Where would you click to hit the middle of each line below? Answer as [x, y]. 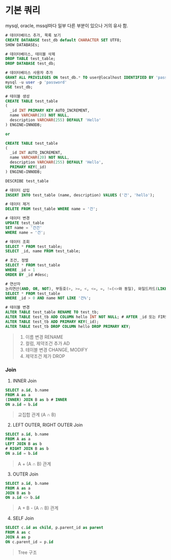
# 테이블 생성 [18, 96]
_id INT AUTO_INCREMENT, [36, 153]
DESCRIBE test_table [27, 181]
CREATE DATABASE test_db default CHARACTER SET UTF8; [64, 40]
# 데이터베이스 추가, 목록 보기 [33, 35]
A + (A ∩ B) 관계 [34, 464]
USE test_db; [19, 87]
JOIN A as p [18, 537]
